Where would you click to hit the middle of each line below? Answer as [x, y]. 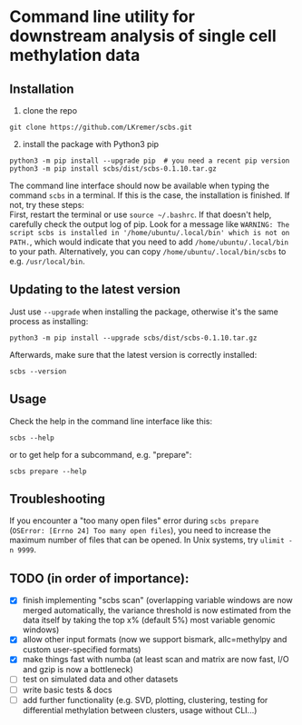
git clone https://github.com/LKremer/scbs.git [101, 127]
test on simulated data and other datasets [100, 680]
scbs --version [38, 371]
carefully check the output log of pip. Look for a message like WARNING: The [150, 224]
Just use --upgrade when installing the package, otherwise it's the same [144, 312]
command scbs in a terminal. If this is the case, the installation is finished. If [150, 195]
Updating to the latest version [95, 289]
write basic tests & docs [67, 690]
